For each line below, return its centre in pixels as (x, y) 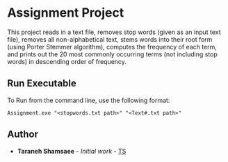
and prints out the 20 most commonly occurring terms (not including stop (112, 54)
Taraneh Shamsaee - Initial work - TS (72, 151)
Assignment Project (66, 13)
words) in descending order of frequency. (67, 61)
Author (23, 135)
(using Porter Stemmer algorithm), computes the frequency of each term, (112, 47)
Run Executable (42, 84)
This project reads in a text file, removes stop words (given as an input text (114, 32)
